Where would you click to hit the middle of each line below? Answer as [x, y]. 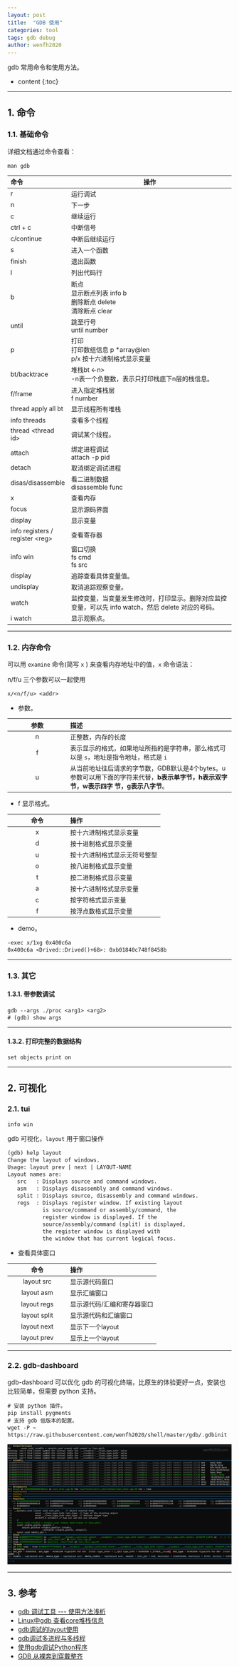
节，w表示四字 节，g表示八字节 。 [119, 786]
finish [18, 261]
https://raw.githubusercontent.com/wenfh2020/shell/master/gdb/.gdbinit [117, 1435]
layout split [37, 1315]
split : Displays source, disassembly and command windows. [108, 1196]
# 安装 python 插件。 [37, 1406]
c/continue [26, 238]
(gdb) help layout [34, 1153]
